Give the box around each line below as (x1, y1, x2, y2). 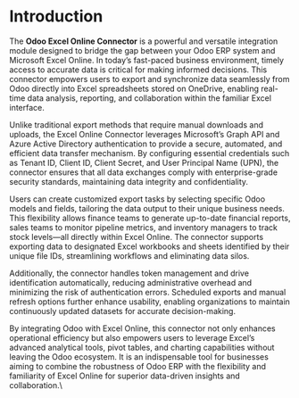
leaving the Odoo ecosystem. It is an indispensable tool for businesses (9, 351, 270, 362)
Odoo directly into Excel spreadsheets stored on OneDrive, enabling (9, 83, 259, 94)
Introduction (9, 6, 104, 27)
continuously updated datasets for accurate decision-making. (9, 305, 237, 316)
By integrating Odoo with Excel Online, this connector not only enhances (9, 323, 276, 334)
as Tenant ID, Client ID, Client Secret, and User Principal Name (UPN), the (9, 157, 279, 168)
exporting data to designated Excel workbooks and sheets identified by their (9, 241, 290, 252)
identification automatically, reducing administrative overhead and (9, 277, 253, 287)
